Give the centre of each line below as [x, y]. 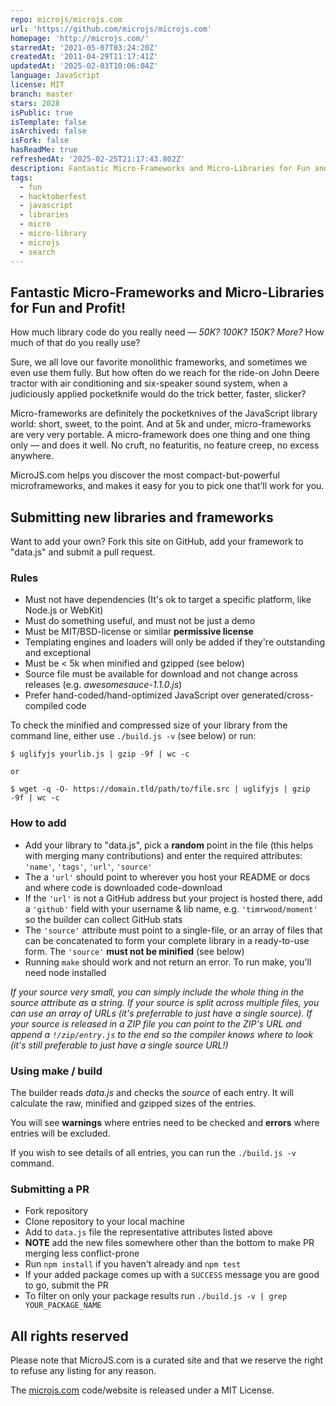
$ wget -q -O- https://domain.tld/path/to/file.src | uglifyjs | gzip [160, 789]
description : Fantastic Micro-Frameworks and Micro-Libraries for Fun [160, 168]
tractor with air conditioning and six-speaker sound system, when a [149, 383]
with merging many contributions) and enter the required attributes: [163, 855]
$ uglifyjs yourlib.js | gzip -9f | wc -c [100, 754]
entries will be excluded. [60, 1133]
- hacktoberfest [53, 196]
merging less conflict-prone [82, 1253]
